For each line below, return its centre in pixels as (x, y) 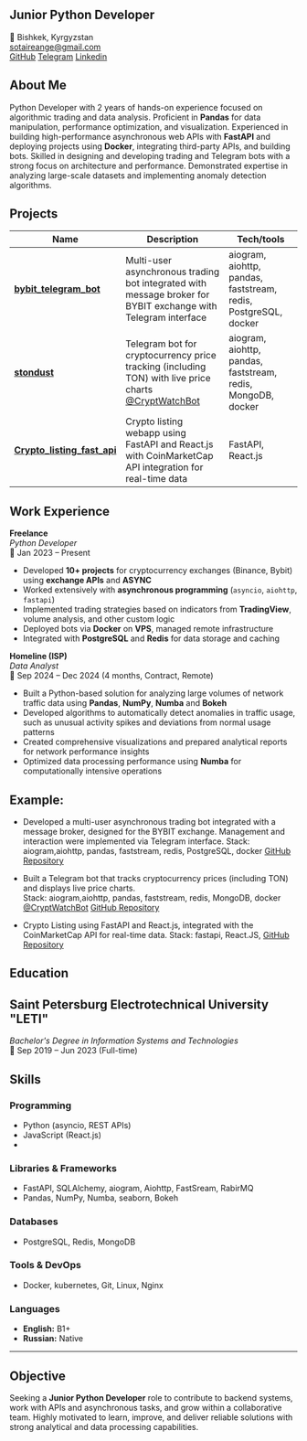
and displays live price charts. (79, 888)
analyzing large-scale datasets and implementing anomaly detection (138, 175)
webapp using (156, 433)
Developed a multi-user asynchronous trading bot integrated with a (149, 822)
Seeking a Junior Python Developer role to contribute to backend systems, (151, 1397)
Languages (35, 1308)
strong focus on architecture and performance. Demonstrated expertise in (149, 165)
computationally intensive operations (92, 771)
